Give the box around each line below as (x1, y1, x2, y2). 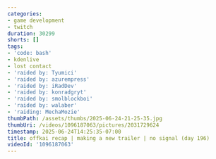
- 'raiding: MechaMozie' (7, 108, 80, 115)
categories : (7, 10, 42, 18)
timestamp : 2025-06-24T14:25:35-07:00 (7, 128, 121, 135)
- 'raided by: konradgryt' (7, 89, 87, 96)
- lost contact (7, 63, 52, 70)
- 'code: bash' (7, 50, 52, 57)
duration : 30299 (7, 30, 55, 37)
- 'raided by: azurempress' (7, 75, 90, 83)
